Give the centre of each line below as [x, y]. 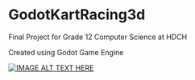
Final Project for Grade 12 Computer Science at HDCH [98, 37]
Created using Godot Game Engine [66, 52]
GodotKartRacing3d [77, 15]
